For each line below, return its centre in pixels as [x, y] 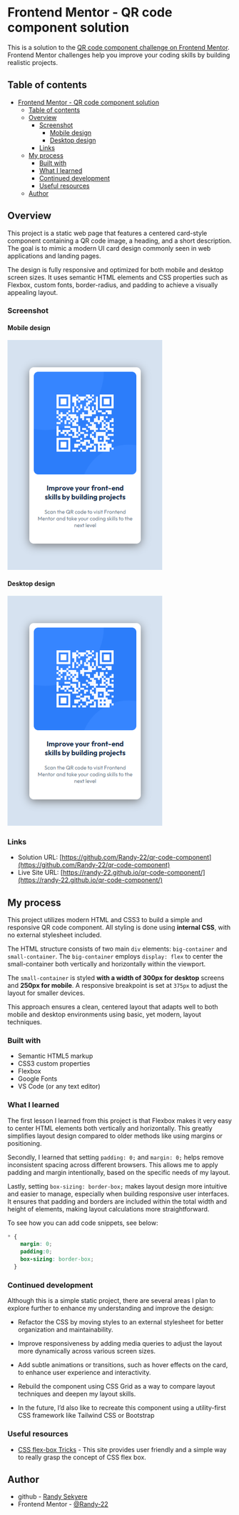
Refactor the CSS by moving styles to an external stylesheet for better [121, 1322]
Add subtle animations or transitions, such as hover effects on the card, [123, 1365]
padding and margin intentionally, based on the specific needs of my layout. [119, 1172]
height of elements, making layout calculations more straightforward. [108, 1209]
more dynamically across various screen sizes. [86, 1351]
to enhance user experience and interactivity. [84, 1373]
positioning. [25, 1143]
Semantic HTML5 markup [55, 1056]
